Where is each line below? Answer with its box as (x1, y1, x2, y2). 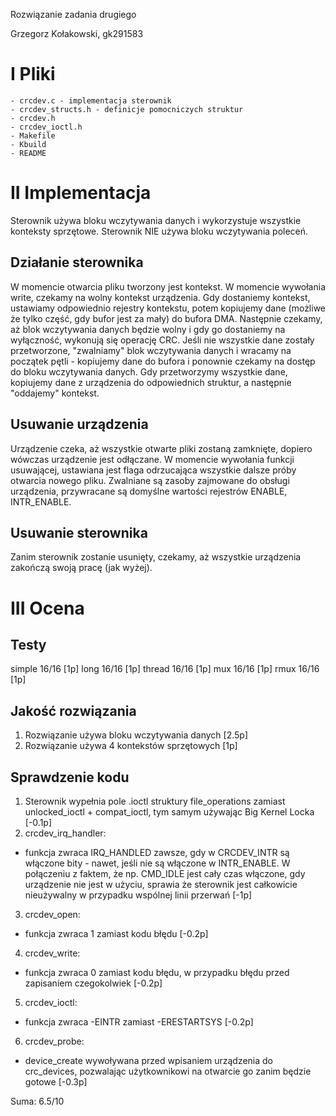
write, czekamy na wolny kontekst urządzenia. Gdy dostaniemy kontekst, (10, 291, 311, 303)
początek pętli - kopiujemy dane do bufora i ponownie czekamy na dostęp (10, 355, 316, 367)
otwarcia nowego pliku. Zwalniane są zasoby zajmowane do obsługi (10, 474, 290, 486)
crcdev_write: (24, 947, 81, 959)
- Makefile (10, 130, 56, 141)
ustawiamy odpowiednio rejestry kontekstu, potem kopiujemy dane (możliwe (10, 302, 327, 314)
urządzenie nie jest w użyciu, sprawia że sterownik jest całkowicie (24, 878, 298, 890)
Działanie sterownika (10, 254, 144, 271)
